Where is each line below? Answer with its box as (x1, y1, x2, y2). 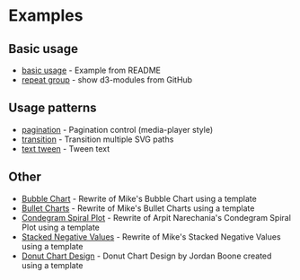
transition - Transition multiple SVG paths (21, 134, 174, 144)
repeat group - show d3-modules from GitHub (21, 74, 193, 85)
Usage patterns (8, 101, 97, 116)
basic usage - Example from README (21, 65, 161, 75)
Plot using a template (21, 222, 100, 232)
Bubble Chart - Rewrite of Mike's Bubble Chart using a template (21, 193, 257, 204)
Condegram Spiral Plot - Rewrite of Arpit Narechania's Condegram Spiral (21, 212, 291, 223)
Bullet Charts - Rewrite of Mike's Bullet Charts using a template (21, 203, 255, 214)
